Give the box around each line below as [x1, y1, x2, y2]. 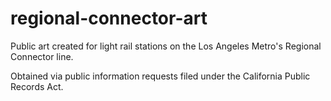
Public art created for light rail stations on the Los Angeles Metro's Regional [10, 40, 322, 52]
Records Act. [10, 80, 64, 92]
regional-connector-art [10, 7, 208, 30]
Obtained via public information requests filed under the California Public [10, 70, 311, 82]
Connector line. [10, 50, 74, 62]
